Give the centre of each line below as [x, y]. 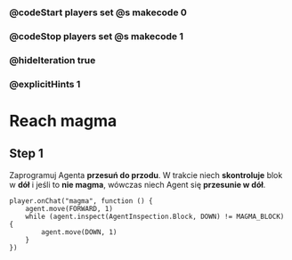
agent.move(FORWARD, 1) [69, 208]
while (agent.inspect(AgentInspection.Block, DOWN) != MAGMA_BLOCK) [155, 216]
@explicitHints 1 [45, 84]
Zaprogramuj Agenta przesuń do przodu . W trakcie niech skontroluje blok [146, 175]
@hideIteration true [53, 60]
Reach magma [63, 121]
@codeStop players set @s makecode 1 [97, 36]
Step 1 [27, 154]
